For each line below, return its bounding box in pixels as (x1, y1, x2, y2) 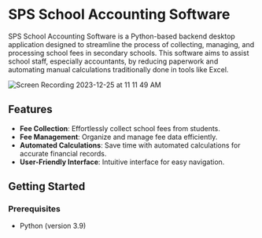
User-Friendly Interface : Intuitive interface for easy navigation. (19, 157, 225, 167)
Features (8, 103, 53, 116)
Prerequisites (8, 203, 61, 214)
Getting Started (8, 180, 86, 193)
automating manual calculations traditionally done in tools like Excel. (8, 64, 229, 74)
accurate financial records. (19, 148, 107, 158)
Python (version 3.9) (19, 222, 87, 231)
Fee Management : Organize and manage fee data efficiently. (19, 132, 218, 141)
